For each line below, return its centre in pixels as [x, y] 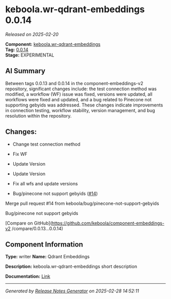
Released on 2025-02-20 [32, 34]
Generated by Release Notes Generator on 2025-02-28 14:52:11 [72, 291]
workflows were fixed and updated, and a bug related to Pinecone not [78, 99]
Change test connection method [46, 144]
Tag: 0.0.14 [17, 49]
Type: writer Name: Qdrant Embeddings [48, 257]
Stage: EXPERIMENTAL [30, 55]
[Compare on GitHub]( [29, 223]
